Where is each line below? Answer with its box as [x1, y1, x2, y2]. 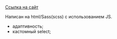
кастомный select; [12, 29, 51, 34]
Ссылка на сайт [5, 4, 39, 10]
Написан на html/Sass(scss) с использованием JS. [5, 14, 113, 19]
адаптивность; [12, 23, 44, 29]
